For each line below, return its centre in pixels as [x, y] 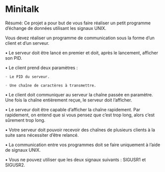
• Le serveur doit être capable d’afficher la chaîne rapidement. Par [73, 109]
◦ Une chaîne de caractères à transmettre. [51, 86]
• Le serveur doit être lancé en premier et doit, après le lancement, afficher [82, 53]
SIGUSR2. [15, 165]
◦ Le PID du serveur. [27, 77]
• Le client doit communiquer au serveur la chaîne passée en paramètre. [79, 94]
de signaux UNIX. [23, 150]
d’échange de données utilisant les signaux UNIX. [56, 28]
